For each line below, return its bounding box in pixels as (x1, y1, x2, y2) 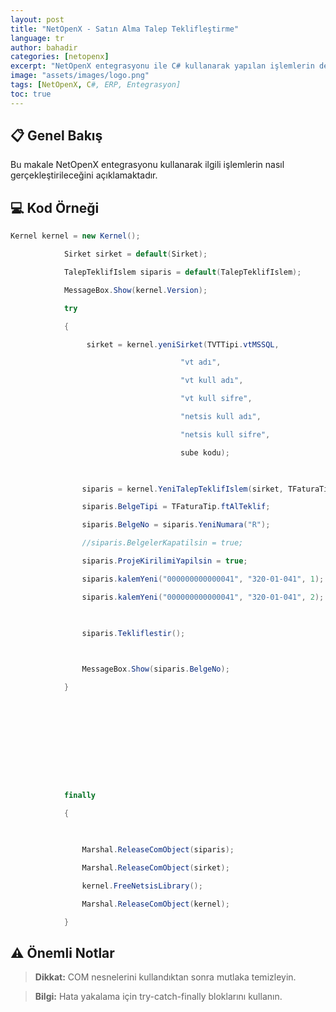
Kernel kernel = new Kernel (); (10, 231, 141, 241)
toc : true (10, 89, 52, 99)
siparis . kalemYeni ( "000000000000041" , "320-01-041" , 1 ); (81, 574, 325, 584)
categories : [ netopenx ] (10, 52, 110, 62)
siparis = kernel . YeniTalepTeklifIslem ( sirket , (81, 484, 284, 494)
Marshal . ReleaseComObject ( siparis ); (81, 845, 235, 855)
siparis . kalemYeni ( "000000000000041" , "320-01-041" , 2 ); (81, 592, 325, 602)
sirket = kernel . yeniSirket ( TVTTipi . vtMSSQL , (86, 339, 280, 350)
